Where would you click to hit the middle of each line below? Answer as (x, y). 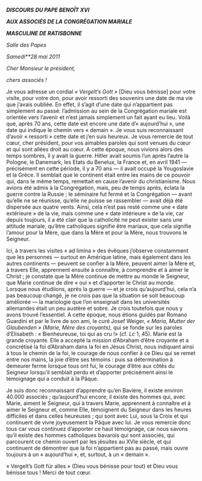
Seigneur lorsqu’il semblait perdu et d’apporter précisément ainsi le (90, 372)
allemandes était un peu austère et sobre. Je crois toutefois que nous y (94, 308)
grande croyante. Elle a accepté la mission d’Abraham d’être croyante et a (97, 340)
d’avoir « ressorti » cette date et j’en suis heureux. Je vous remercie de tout (100, 137)
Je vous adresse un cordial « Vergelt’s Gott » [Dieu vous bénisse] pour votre (101, 92)
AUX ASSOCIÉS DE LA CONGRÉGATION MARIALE (69, 21)
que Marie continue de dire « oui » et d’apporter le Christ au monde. (90, 283)
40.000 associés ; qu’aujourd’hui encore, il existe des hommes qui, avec (96, 397)
